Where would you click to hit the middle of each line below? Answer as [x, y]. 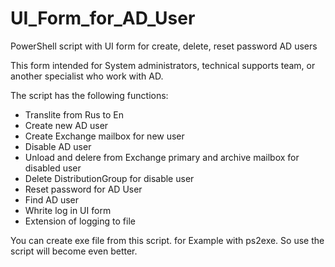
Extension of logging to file [80, 221]
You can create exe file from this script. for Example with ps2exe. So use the [167, 240]
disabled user [53, 168]
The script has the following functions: [89, 95]
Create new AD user [66, 125]
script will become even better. [74, 251]
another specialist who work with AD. [87, 76]
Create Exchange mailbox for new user [104, 136]
